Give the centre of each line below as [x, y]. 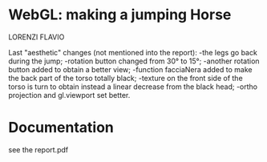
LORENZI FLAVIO [36, 37]
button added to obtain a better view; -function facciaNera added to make [130, 69]
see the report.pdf [38, 149]
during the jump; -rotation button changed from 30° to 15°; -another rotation [134, 61]
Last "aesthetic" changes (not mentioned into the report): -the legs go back [133, 52]
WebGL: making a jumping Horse [120, 15]
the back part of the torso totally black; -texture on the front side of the [125, 78]
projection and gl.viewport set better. [69, 95]
